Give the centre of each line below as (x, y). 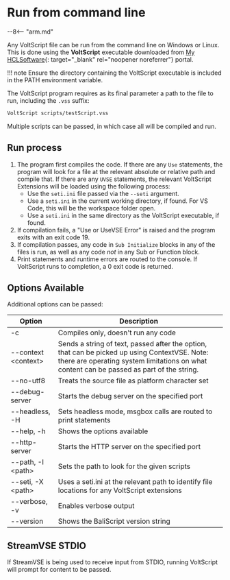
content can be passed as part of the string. (128, 370)
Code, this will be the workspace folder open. (91, 208)
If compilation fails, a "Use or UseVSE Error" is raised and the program (116, 230)
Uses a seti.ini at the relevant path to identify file (135, 482)
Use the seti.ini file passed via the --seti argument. (103, 193)
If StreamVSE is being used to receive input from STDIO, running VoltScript (112, 562)
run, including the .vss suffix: (48, 100)
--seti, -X (27, 482)
